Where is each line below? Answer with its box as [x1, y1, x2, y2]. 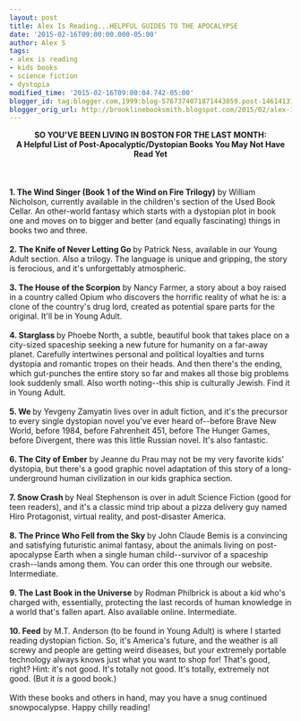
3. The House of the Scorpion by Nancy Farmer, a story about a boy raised [9, 282, 287, 293]
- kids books [9, 64, 58, 73]
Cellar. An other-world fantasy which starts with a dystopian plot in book [9, 206, 276, 216]
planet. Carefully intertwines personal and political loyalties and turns [9, 349, 265, 360]
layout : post [9, 13, 58, 22]
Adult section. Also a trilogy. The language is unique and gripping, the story [9, 253, 288, 265]
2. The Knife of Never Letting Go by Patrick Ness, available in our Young [9, 244, 278, 255]
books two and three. [9, 225, 88, 236]
